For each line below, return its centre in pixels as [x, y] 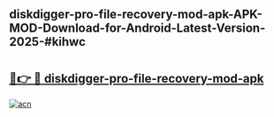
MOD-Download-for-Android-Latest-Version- [137, 29]
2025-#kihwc [47, 42]
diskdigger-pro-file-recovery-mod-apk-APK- [136, 15]
